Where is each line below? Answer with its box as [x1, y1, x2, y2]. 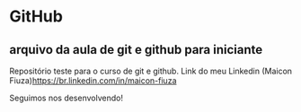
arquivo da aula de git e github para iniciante [9, 42, 263, 57]
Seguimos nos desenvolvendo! [9, 92, 124, 103]
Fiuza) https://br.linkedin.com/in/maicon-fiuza [9, 75, 177, 86]
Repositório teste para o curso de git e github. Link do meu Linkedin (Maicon [9, 65, 293, 76]
